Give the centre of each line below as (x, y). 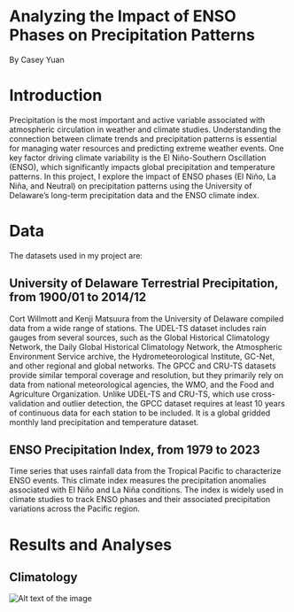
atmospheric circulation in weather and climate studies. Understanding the (145, 129)
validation (27, 403)
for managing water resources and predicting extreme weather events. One (147, 148)
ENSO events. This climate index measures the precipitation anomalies (138, 481)
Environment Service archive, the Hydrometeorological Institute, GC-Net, (142, 356)
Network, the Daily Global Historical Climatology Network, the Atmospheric (146, 346)
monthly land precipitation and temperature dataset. (104, 422)
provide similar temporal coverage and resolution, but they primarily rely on (147, 375)
